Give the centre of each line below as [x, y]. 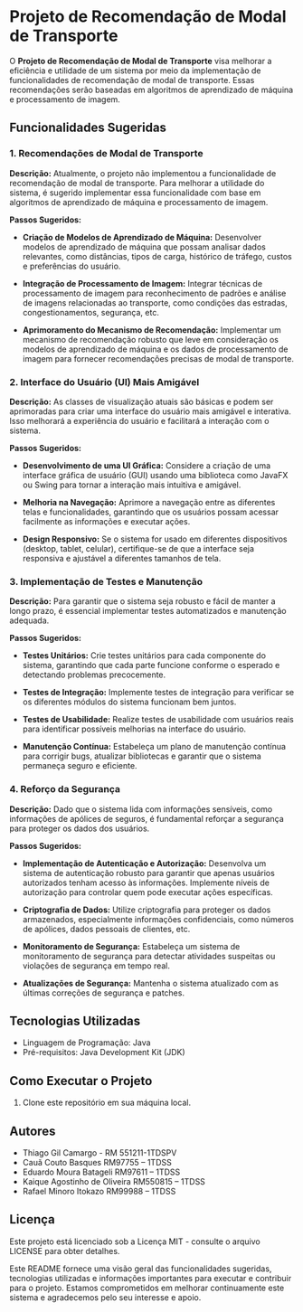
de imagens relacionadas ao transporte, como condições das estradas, [155, 302]
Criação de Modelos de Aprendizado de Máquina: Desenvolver [142, 237]
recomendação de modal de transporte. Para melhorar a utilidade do [137, 183]
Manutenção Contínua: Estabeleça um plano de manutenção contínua [154, 747]
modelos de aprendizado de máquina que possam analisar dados [144, 247]
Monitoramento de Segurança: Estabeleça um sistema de [131, 946]
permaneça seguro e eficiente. [80, 766]
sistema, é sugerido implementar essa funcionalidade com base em [135, 193]
